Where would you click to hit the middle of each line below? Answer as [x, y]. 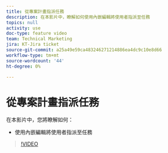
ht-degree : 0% [24, 66]
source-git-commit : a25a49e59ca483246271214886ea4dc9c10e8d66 [84, 50]
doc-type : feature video [37, 34]
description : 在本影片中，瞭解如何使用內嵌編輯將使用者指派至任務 [78, 17]
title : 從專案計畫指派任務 [35, 11]
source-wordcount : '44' [35, 61]
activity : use [24, 28]
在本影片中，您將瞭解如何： [40, 120]
